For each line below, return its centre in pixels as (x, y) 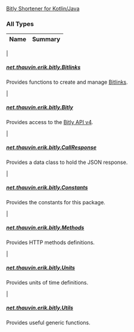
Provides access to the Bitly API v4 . (50, 122)
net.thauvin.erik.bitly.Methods (45, 227)
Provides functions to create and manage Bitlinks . (67, 82)
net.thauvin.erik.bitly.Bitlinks (43, 67)
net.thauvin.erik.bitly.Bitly (40, 107)
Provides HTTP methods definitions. (51, 242)
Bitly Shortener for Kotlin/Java (43, 9)
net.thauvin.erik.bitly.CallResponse (52, 147)
